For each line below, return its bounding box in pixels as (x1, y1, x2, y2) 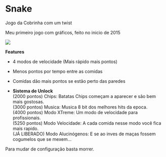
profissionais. (12, 115, 41, 121)
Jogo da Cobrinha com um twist (5, 20, 72, 26)
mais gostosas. (12, 98, 45, 104)
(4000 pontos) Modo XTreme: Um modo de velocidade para (12, 109, 138, 115)
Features (5, 48, 24, 55)
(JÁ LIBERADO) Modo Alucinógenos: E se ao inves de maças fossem (12, 131, 156, 137)
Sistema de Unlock (12, 88, 53, 94)
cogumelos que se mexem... (12, 136, 72, 142)
